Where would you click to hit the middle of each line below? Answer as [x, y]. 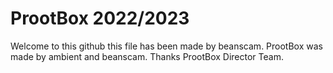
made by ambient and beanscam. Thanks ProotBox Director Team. [147, 56]
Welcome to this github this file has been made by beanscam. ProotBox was [166, 46]
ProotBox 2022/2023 [100, 18]
